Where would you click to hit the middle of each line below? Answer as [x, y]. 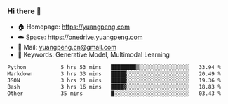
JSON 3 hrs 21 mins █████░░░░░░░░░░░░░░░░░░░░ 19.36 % [114, 81]
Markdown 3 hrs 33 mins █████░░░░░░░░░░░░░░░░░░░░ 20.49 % [114, 74]
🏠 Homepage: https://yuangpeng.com [73, 27]
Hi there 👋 [25, 11]
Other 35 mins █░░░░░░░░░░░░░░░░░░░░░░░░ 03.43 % [114, 94]
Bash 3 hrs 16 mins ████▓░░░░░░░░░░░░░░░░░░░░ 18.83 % [114, 87]
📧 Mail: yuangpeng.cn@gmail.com [67, 47]
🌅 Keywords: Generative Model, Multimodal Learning [94, 54]
